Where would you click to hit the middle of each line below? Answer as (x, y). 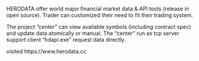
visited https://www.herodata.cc (46, 51)
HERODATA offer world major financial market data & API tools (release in (98, 9)
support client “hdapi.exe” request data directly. (66, 40)
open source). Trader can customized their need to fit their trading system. (99, 15)
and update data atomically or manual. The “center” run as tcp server (93, 33)
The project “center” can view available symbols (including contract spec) (99, 27)
